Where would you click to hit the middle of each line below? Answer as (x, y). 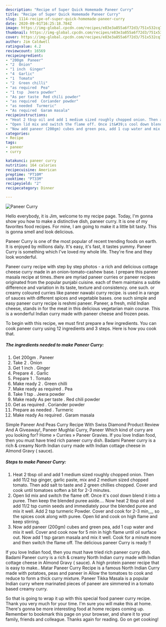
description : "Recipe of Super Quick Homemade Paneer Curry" (70, 10)
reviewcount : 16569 (26, 51)
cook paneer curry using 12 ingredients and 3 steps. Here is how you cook (81, 328)
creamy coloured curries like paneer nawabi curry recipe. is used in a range (83, 293)
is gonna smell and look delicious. (40, 232)
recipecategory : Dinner (30, 188)
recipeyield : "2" (23, 184)
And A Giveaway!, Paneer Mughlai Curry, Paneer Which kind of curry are (79, 430)
